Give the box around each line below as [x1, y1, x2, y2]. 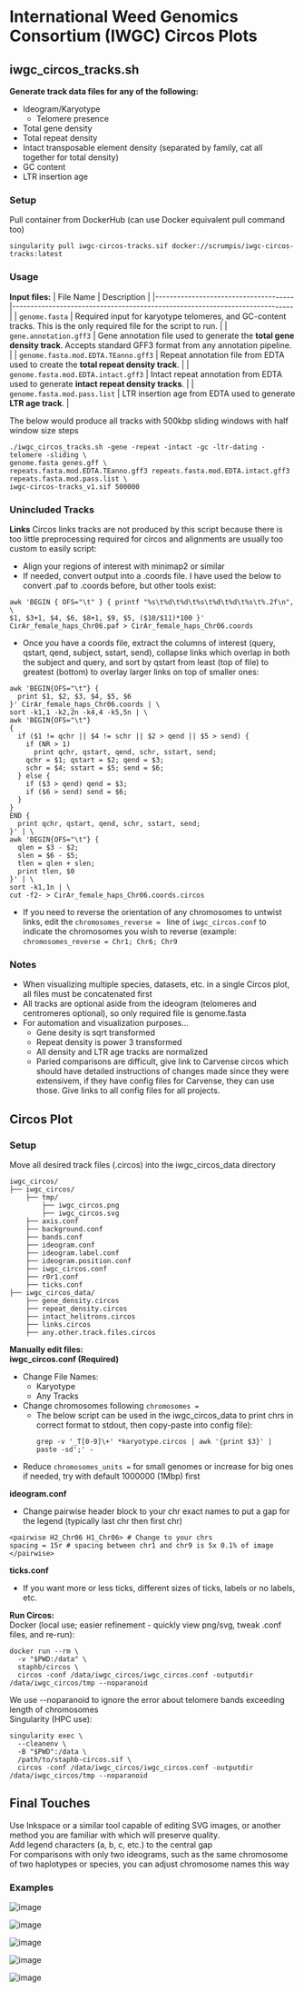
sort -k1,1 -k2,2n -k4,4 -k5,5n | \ [9, 707, 148, 717]
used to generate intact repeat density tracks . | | [9, 378, 194, 389]
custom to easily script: [9, 543, 97, 553]
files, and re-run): [9, 1628, 75, 1639]
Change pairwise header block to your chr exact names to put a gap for [22, 1506, 290, 1517]
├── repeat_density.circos [25, 1304, 128, 1313]
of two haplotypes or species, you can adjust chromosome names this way [9, 1858, 290, 1869]
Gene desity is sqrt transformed [35, 1027, 156, 1038]
